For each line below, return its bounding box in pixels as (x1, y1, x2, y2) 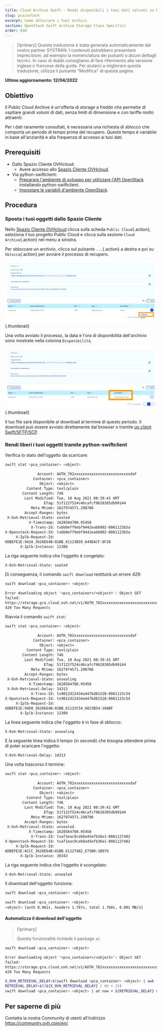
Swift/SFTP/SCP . (5, 429, 39, 435)
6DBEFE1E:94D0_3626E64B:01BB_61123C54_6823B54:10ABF (5, 706, 113, 710)
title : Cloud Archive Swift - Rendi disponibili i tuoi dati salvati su (5, 8, 154, 13)
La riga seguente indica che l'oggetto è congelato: (5, 553, 105, 559)
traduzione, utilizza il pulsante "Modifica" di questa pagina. (16, 68, 134, 74)
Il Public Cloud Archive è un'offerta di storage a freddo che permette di (5, 104, 146, 110)
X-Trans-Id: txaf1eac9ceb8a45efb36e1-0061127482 (30, 834, 131, 839)
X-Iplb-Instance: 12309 (20, 710, 68, 715)
